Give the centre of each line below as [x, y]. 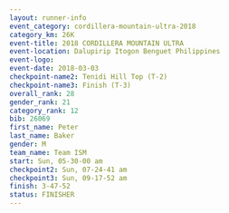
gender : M [28, 144]
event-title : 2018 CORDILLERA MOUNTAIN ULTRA [96, 43]
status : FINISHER [42, 195]
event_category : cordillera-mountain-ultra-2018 [103, 26]
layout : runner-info [48, 18]
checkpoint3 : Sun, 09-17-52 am [68, 178]
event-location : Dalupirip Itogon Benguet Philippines [115, 52]
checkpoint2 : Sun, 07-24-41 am [68, 169]
